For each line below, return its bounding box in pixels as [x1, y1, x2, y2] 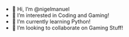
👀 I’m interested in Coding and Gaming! [11, 12, 110, 19]
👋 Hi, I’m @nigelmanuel [11, 6, 70, 12]
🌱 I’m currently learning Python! [11, 18, 91, 25]
